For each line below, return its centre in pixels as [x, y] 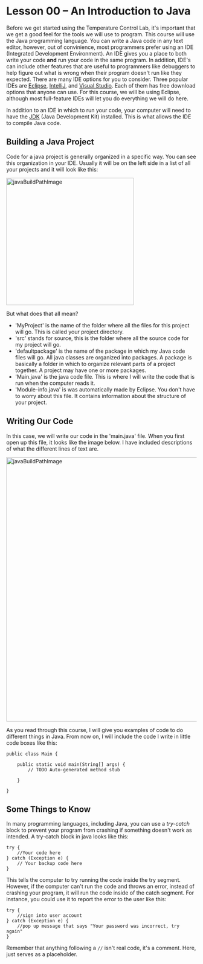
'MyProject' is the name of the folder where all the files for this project [102, 325]
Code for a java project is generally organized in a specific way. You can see [101, 156]
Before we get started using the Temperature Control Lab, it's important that [101, 28]
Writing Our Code [40, 421]
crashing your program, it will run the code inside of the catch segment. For [100, 893]
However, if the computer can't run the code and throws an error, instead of [101, 887]
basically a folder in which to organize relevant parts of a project [95, 364]
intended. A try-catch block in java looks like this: [67, 837]
